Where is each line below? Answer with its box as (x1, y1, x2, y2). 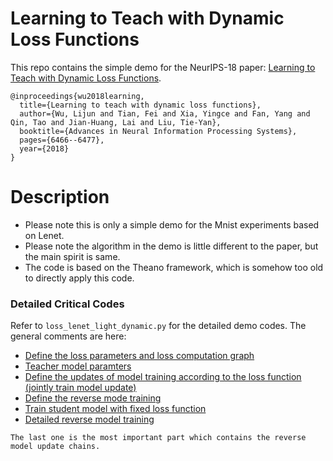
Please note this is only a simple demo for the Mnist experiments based (24, 218, 320, 231)
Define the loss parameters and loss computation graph (24, 350, 255, 362)
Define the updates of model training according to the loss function (24, 371, 302, 383)
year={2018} (19, 143, 70, 154)
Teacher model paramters (24, 360, 132, 372)
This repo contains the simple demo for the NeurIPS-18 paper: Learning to (10, 61, 316, 73)
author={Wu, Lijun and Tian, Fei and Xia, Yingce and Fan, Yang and (19, 108, 311, 119)
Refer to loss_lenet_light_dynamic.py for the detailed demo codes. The (10, 320, 307, 332)
